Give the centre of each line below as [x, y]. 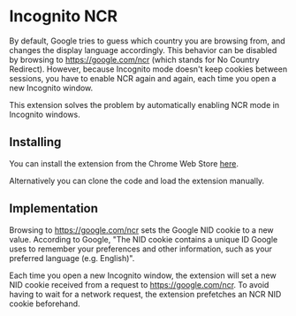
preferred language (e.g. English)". [72, 258]
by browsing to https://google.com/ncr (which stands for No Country [134, 59]
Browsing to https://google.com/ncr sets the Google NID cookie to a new [141, 230]
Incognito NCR [63, 16]
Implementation [54, 208]
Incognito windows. [45, 114]
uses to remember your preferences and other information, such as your [140, 249]
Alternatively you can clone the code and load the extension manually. [137, 181]
